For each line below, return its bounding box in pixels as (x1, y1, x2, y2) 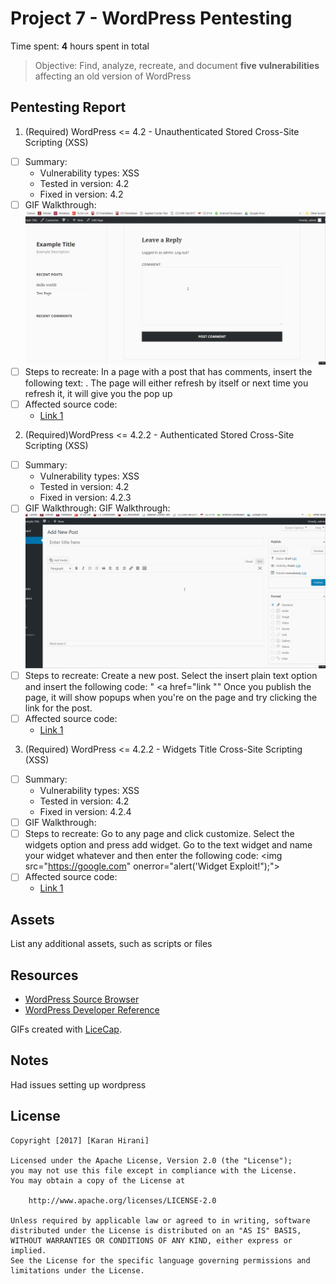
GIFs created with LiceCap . (10, 1023, 122, 1035)
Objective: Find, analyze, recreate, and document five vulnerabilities (34, 59, 320, 71)
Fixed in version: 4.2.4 (39, 806, 132, 818)
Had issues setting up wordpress (10, 1078, 147, 1091)
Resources (10, 967, 79, 984)
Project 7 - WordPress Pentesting (10, 7, 293, 30)
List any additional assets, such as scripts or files (10, 938, 213, 950)
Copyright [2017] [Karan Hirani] (10, 1135, 150, 1146)
